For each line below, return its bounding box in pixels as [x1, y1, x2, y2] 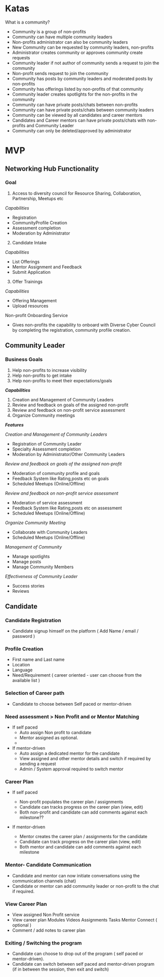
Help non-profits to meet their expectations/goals [12, 377, 113, 383]
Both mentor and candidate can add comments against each [19, 844, 142, 850]
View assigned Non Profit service [12, 911, 80, 918]
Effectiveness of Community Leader [5, 573, 78, 579]
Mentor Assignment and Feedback [12, 264, 82, 270]
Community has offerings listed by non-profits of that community [12, 86, 143, 92]
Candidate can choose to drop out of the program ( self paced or [12, 951, 143, 957]
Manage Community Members [12, 564, 74, 570]
